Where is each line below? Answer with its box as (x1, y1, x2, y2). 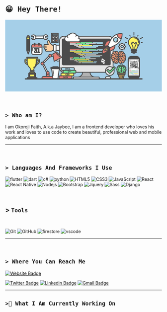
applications (5, 135, 30, 141)
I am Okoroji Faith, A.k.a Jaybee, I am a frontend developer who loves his (5, 124, 155, 130)
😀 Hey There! (5, 4, 62, 14)
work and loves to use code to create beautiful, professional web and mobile (5, 129, 162, 135)
